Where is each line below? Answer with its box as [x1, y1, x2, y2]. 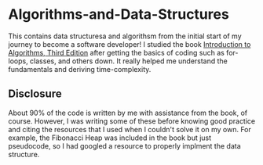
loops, [8, 56, 29, 66]
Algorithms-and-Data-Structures [8, 5, 229, 23]
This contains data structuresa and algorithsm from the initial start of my [8, 31, 242, 41]
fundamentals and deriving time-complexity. [8, 64, 152, 74]
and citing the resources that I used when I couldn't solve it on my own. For [8, 124, 251, 134]
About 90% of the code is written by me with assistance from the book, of [8, 108, 248, 117]
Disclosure [8, 88, 62, 101]
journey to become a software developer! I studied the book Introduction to [8, 39, 251, 48]
